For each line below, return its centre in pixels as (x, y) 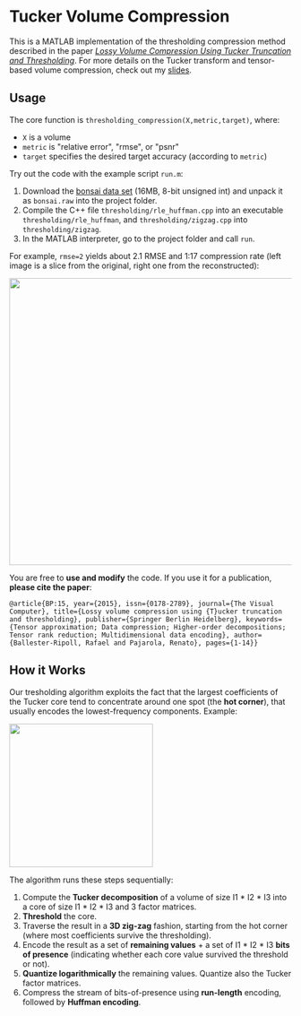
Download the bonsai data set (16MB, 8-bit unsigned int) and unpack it (153, 191)
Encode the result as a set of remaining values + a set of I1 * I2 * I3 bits (156, 944)
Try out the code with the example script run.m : (96, 173)
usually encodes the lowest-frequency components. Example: (124, 711)
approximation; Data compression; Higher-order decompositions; (164, 627)
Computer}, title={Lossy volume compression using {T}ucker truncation (146, 612)
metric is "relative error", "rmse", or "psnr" (100, 146)
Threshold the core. (59, 916)
